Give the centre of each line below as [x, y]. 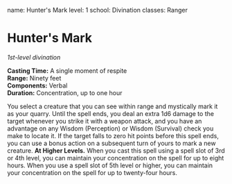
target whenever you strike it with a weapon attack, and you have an [105, 121]
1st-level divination [34, 57]
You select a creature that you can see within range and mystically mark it [113, 106]
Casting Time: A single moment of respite [67, 70]
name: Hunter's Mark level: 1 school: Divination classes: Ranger [98, 10]
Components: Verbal [37, 85]
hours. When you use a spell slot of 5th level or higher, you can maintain [110, 165]
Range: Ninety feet [34, 78]
